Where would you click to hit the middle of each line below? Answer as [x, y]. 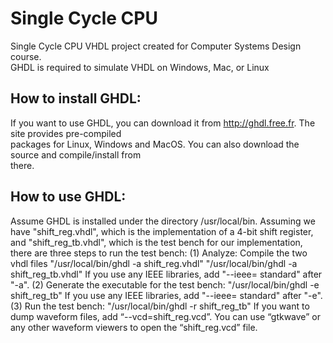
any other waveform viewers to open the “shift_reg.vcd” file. [134, 327]
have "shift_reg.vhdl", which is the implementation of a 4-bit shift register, [162, 231]
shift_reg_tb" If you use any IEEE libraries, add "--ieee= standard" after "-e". [166, 295]
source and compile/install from [76, 154]
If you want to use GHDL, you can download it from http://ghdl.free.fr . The [163, 123]
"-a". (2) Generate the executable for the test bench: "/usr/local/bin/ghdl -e [165, 284]
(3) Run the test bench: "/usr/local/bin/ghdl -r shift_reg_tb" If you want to [160, 306]
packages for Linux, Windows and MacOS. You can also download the [155, 144]
